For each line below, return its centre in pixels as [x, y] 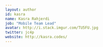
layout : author [21, 10]
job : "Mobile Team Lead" [31, 23]
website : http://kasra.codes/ [36, 37]
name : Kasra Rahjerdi [27, 19]
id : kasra [15, 14]
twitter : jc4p [20, 32]
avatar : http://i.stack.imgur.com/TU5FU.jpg [52, 28]
